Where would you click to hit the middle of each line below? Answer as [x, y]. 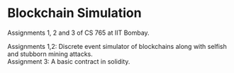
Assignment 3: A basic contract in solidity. [69, 61]
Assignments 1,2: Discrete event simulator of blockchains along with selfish [117, 46]
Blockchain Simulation [74, 13]
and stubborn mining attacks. [50, 54]
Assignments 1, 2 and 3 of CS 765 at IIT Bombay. [79, 33]
